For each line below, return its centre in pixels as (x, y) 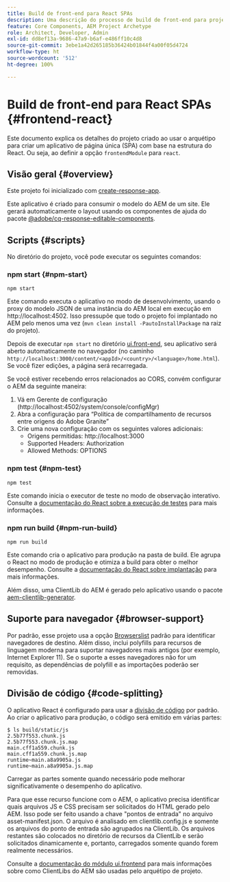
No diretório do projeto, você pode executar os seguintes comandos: (104, 257)
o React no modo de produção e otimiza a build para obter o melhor (103, 562)
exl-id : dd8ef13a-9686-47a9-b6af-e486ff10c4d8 (75, 39)
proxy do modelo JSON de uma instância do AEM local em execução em (109, 309)
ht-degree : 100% (30, 65)
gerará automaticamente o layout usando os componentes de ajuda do (107, 211)
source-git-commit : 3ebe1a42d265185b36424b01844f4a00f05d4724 (98, 45)
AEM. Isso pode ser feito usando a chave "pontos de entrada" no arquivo (110, 813)
